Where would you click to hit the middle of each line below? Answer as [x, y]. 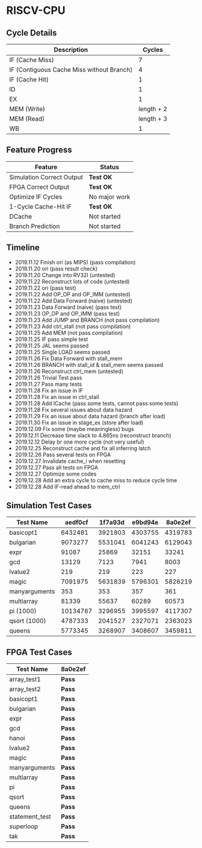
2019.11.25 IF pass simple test [51, 339]
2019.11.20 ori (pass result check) [56, 269]
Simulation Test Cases [49, 505]
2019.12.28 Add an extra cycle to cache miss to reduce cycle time [96, 480]
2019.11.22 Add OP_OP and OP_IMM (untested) [73, 294]
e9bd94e [145, 523]
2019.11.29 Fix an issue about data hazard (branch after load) [90, 416]
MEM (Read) [27, 119]
